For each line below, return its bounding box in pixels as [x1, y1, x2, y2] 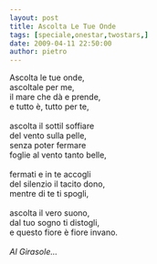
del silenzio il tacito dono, [9, 178, 106, 189]
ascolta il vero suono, [9, 208, 90, 218]
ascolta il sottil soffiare [9, 120, 95, 132]
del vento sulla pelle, [9, 130, 87, 141]
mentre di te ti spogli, [9, 188, 89, 199]
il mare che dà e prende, [9, 92, 101, 103]
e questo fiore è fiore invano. [9, 227, 119, 238]
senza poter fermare [9, 140, 87, 151]
